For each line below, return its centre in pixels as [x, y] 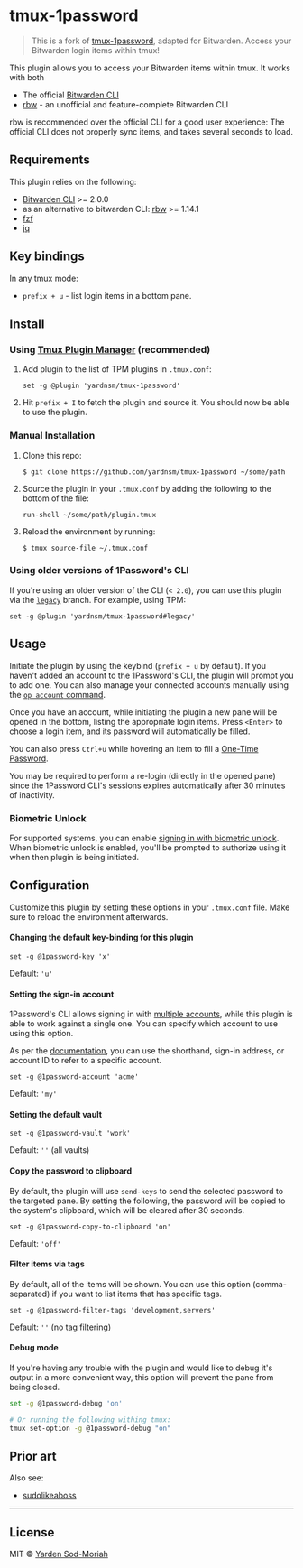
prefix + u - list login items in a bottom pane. [107, 295]
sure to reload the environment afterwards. [89, 916]
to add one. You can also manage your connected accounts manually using [149, 685]
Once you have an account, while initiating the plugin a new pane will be [143, 712]
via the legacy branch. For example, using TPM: [98, 599]
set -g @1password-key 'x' [60, 956]
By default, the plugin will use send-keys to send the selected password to [147, 1191]
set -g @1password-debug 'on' [66, 1403]
